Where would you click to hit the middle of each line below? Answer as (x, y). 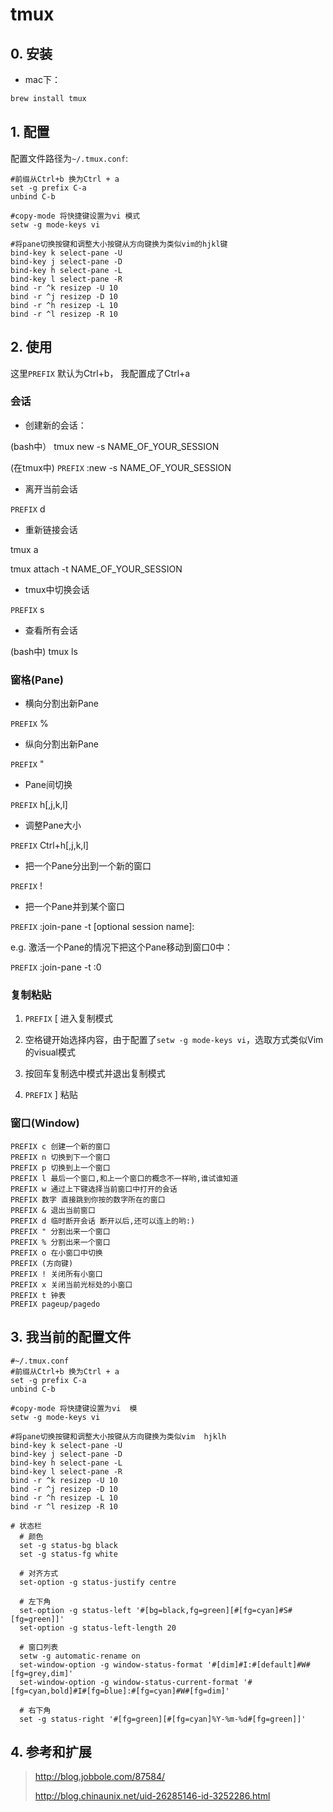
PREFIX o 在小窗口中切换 (56, 1253)
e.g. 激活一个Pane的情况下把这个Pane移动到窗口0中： (122, 947)
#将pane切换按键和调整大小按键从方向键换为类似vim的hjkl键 (119, 244)
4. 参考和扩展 (51, 1751)
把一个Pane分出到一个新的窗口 (88, 866)
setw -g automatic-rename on (80, 1656)
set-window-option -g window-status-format (111, 1664)
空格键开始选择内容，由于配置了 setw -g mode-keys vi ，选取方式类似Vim (174, 1040)
